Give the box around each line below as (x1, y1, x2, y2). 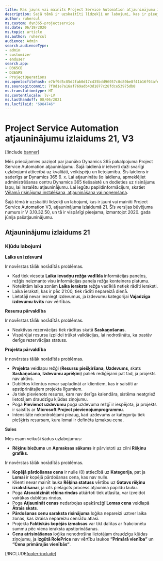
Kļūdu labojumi (5, 243, 42, 250)
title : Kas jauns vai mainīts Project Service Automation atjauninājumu (5, 7, 155, 12)
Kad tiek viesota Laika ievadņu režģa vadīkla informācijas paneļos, (12, 273, 147, 279)
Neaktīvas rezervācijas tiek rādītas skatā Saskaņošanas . (12, 327, 126, 332)
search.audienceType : (5, 43, 49, 48)
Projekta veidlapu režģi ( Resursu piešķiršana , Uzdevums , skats (12, 365, 141, 371)
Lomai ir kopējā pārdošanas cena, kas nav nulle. (12, 474, 109, 480)
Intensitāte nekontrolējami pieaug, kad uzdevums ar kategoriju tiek (12, 412, 145, 417)
